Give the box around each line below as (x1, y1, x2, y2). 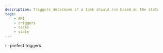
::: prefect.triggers (5, 43, 41, 48)
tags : (5, 12, 16, 16)
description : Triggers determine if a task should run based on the (5, 7, 147, 12)
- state (14, 29, 29, 34)
